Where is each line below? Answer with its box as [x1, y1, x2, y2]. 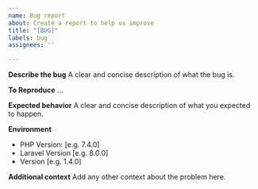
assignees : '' [8, 41, 56, 49]
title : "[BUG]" [8, 26, 59, 34]
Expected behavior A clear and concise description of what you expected [8, 101, 251, 110]
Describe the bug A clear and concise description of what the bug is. [8, 70, 235, 79]
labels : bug [8, 33, 48, 42]
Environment [8, 125, 52, 134]
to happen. [8, 109, 44, 119]
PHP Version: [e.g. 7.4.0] [19, 140, 100, 149]
